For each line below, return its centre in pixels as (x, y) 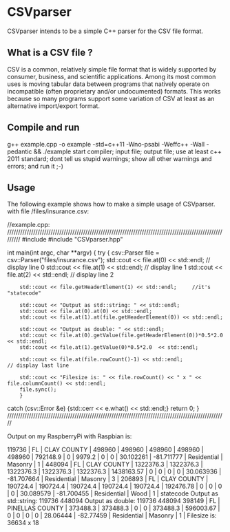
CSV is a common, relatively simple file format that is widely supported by (112, 69)
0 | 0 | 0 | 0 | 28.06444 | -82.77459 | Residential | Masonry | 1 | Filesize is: (112, 515)
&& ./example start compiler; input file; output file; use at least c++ (127, 151)
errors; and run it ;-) (35, 166)
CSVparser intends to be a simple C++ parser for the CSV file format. (105, 31)
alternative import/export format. (53, 106)
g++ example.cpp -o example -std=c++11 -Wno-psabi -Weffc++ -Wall (106, 144)
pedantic (20, 151)
